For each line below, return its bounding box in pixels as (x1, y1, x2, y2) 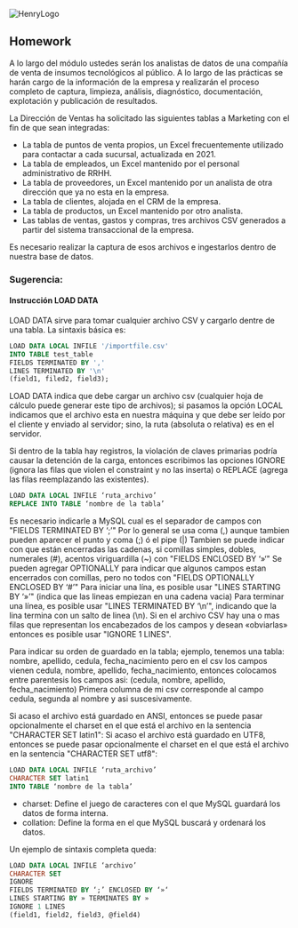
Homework (9, 34, 72, 49)
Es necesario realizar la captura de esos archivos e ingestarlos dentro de (9, 241, 277, 252)
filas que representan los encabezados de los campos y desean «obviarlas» (9, 620, 288, 630)
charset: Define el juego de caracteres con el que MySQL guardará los (21, 798, 281, 809)
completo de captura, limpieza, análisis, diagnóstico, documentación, (9, 85, 263, 97)
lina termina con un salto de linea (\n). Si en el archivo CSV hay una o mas (9, 610, 280, 621)
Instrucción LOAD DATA (9, 295, 99, 306)
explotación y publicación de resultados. (9, 95, 158, 106)
